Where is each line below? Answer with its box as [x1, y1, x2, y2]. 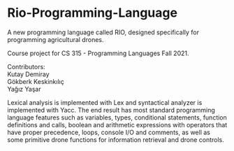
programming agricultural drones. [7, 35, 104, 43]
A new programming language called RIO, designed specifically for [7, 28, 200, 36]
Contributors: [7, 62, 45, 71]
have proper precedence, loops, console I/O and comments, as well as [7, 128, 211, 136]
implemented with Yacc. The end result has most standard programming [7, 106, 215, 114]
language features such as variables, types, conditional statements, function [7, 113, 227, 122]
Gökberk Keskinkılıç [7, 77, 64, 85]
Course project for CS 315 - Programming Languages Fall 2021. [7, 49, 190, 57]
